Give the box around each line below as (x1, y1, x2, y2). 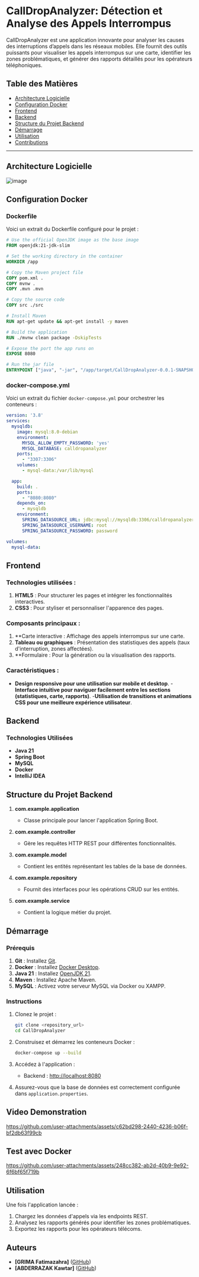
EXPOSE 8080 (6, 351, 36, 357)
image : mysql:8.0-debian (17, 429, 78, 435)
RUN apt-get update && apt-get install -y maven (6, 319, 129, 324)
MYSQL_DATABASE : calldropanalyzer (21, 445, 108, 451)
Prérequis (6, 944, 35, 952)
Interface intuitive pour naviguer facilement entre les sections (14, 686, 171, 693)
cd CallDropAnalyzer (14, 1028, 66, 1034)
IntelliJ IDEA (14, 772, 46, 779)
